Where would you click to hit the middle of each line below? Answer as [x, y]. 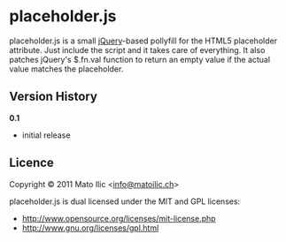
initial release [46, 135]
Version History [53, 97]
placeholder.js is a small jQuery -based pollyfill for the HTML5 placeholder [143, 41]
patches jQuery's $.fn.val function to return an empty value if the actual [140, 59]
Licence [32, 163]
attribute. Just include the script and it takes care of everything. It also [137, 49]
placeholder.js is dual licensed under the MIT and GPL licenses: [125, 201]
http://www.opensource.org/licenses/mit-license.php [119, 218]
